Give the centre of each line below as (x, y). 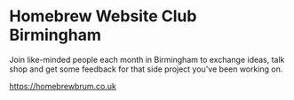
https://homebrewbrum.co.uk (63, 86)
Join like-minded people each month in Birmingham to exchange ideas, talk (147, 59)
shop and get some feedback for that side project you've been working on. (146, 69)
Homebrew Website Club (103, 16)
